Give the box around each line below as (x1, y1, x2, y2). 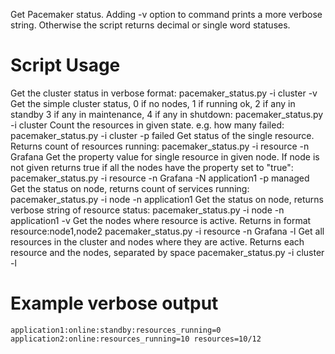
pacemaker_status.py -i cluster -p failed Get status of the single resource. (10, 129, 315, 141)
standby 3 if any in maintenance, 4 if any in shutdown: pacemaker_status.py (10, 108, 324, 120)
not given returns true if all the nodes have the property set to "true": (10, 161, 294, 173)
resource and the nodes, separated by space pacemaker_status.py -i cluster (10, 246, 325, 258)
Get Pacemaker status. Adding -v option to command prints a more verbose (10, 9, 323, 20)
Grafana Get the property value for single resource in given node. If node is (10, 150, 320, 163)
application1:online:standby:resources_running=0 (10, 325, 222, 335)
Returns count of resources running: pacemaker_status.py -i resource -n (10, 140, 310, 152)
